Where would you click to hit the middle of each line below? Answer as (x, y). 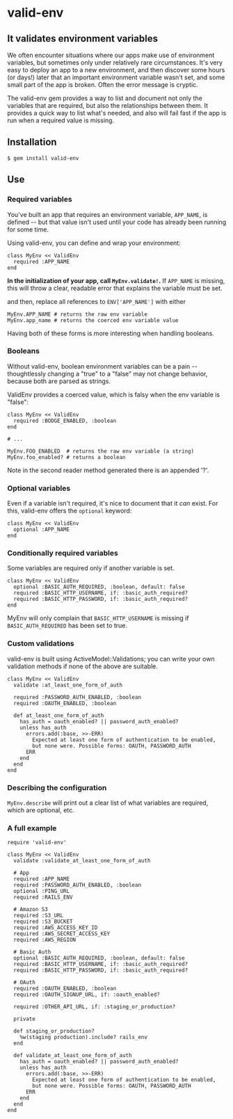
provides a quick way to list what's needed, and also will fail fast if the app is (117, 113)
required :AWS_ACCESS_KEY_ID (56, 928)
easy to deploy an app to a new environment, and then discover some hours (116, 70)
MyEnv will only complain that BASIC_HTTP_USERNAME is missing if (98, 618)
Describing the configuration (57, 787)
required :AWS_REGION (45, 940)
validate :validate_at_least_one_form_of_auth (82, 861)
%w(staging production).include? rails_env (84, 1038)
